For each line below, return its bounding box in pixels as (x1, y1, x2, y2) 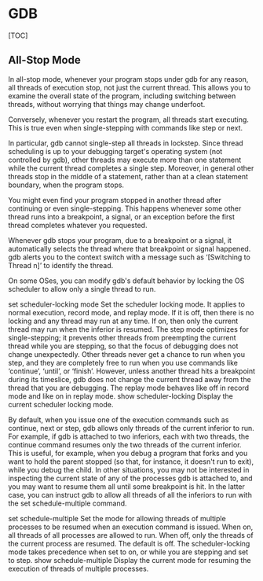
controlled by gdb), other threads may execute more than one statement (8, 155, 242, 164)
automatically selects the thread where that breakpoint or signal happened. (8, 244, 251, 253)
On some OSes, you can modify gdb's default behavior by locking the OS (8, 276, 245, 285)
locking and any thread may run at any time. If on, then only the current (8, 316, 239, 325)
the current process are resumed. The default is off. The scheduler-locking (8, 539, 250, 548)
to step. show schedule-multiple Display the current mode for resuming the (8, 555, 251, 564)
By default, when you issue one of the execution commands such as (8, 414, 229, 425)
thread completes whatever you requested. (8, 220, 148, 230)
